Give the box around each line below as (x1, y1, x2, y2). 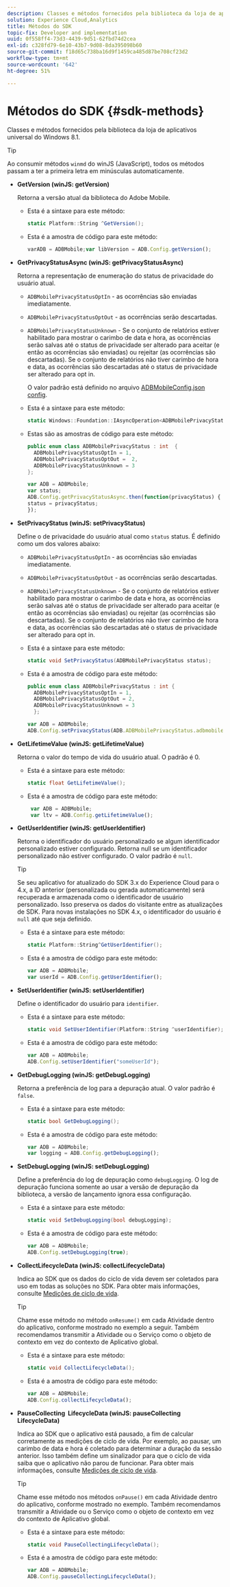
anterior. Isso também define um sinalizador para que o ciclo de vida (16, 1451, 211, 1460)
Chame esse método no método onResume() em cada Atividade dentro (16, 1316, 214, 1324)
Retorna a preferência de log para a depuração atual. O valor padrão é (16, 1083, 216, 1092)
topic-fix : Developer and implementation (7, 29, 127, 36)
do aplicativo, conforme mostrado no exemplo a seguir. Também (16, 1323, 199, 1331)
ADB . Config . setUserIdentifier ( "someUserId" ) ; (27, 1058, 159, 1065)
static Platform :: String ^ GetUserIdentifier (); (27, 942, 163, 949)
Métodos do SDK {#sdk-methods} (7, 103, 204, 119)
